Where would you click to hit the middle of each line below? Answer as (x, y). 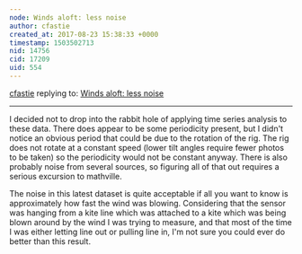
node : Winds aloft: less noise (68, 18)
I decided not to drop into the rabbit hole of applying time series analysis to (148, 118)
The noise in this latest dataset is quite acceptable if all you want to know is (149, 193)
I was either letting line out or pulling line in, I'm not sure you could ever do (147, 232)
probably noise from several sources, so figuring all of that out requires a (144, 166)
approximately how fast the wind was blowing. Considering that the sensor (147, 203)
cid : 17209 (30, 59)
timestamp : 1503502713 (52, 43)
